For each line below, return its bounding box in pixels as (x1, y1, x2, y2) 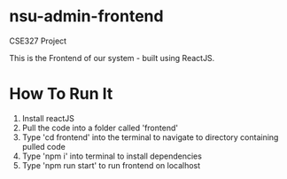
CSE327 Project (9, 35, 67, 46)
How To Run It (9, 84, 113, 104)
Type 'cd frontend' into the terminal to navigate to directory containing (21, 131, 279, 143)
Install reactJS (21, 113, 75, 123)
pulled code (21, 141, 66, 152)
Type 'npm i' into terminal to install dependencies (21, 151, 202, 161)
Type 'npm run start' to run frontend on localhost (21, 160, 201, 170)
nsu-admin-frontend (9, 6, 164, 27)
